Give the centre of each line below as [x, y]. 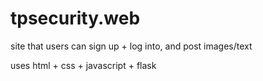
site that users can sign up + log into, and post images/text [131, 46]
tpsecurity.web [75, 18]
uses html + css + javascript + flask [83, 65]
